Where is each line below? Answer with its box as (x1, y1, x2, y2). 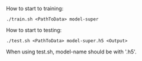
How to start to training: (6, 5, 64, 12)
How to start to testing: (6, 26, 62, 33)
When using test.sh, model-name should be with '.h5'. (6, 48, 137, 55)
